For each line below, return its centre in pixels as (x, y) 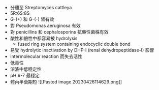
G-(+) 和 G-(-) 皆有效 (32, 19)
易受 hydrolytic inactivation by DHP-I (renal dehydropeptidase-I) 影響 (82, 50)
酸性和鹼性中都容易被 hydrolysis (44, 38)
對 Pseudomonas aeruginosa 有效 (45, 25)
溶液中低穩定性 (26, 69)
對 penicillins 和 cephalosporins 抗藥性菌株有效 (59, 32)
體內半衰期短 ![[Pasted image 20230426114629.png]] (66, 82)
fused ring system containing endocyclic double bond (74, 44)
